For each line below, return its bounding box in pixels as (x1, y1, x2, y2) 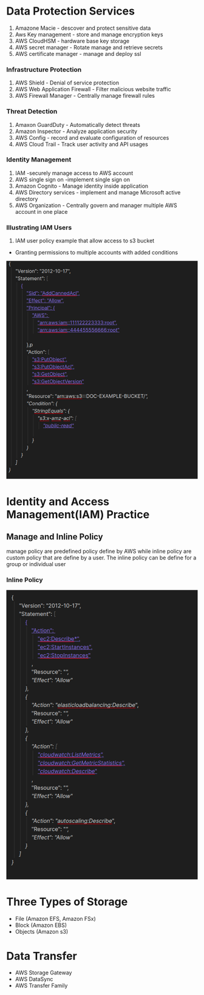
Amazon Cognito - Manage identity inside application (15, 182, 149, 190)
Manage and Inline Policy (6, 532, 103, 542)
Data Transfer (6, 949, 77, 963)
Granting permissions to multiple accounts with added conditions (15, 249, 178, 256)
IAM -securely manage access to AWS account (15, 169, 134, 177)
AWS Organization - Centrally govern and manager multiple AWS (15, 202, 177, 209)
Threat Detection (6, 108, 58, 116)
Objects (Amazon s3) (15, 928, 69, 935)
